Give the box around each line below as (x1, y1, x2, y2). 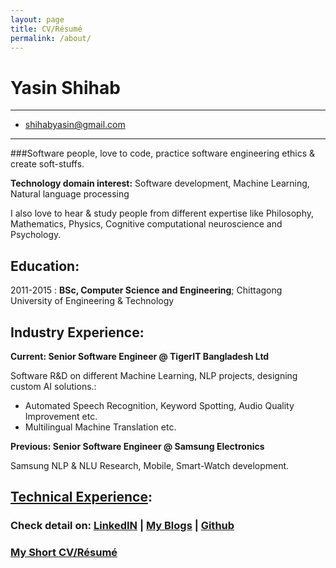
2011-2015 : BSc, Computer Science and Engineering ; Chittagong (10, 284, 283, 296)
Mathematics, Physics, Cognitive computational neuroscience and (10, 218, 283, 230)
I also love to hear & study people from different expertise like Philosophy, (10, 207, 315, 220)
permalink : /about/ (10, 33, 92, 43)
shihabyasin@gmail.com (24, 119, 126, 131)
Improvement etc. (24, 410, 98, 422)
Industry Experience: (10, 324, 145, 341)
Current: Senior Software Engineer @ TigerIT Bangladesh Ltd (10, 350, 270, 362)
